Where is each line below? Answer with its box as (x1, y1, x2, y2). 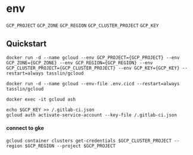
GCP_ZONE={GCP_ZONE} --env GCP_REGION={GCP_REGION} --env (6, 60, 153, 66)
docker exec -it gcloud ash (6, 96, 76, 103)
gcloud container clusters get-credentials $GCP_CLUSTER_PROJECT (6, 138, 172, 144)
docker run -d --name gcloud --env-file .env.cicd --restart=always (6, 80, 180, 86)
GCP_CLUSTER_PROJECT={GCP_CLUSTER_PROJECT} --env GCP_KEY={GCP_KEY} (6, 65, 180, 71)
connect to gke (6, 125, 45, 132)
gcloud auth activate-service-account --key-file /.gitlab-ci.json (6, 112, 178, 118)
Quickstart (6, 39, 47, 49)
